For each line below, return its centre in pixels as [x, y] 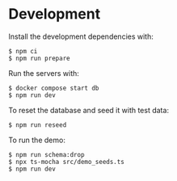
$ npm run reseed [38, 125]
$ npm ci [23, 51]
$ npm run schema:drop [46, 154]
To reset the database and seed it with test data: [89, 110]
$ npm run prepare [39, 58]
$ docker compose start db [54, 88]
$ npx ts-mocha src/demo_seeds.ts [67, 162]
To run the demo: [37, 140]
